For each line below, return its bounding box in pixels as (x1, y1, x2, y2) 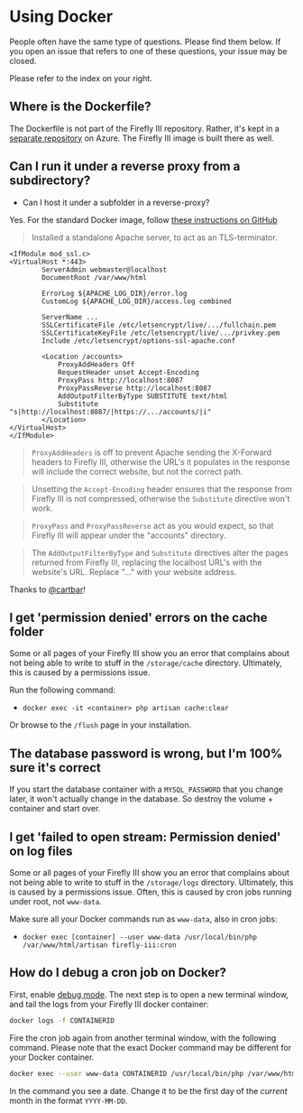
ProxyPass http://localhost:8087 (57, 376, 183, 385)
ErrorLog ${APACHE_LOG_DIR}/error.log (41, 289, 188, 298)
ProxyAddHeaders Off (57, 359, 135, 369)
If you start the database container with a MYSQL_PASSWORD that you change (9, 784, 284, 795)
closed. (9, 55, 37, 66)
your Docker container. (9, 1052, 95, 1062)
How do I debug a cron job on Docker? (9, 965, 227, 980)
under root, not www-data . (9, 896, 102, 906)
